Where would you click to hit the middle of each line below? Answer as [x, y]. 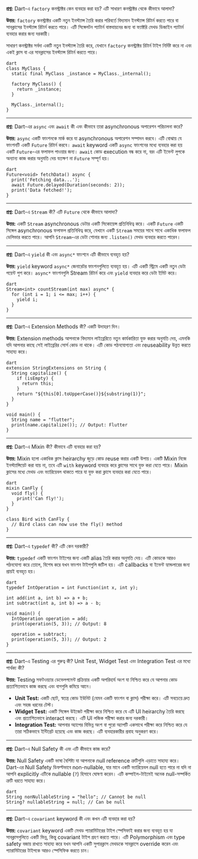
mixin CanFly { [25, 488]
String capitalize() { [39, 373]
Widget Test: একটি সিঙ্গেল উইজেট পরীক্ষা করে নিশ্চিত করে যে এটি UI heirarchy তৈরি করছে [99, 711]
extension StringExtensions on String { [57, 368]
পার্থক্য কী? [15, 668]
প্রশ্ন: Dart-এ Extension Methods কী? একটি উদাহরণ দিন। [63, 327]
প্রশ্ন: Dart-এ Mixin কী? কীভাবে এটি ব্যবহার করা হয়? [54, 447]
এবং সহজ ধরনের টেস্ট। [34, 705]
